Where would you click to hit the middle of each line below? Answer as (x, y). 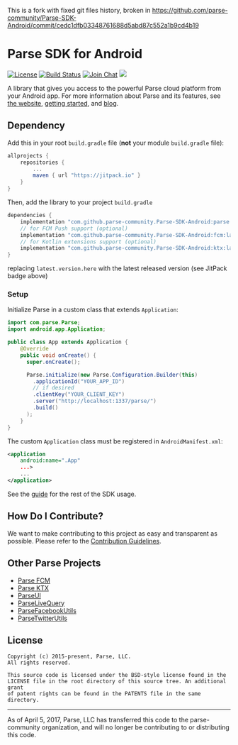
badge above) (28, 276)
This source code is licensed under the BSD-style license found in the (117, 675)
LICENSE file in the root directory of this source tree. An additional (117, 681)
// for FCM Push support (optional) (74, 228)
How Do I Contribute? (56, 516)
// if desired (53, 388)
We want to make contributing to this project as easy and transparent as (113, 533)
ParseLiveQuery (41, 603)
